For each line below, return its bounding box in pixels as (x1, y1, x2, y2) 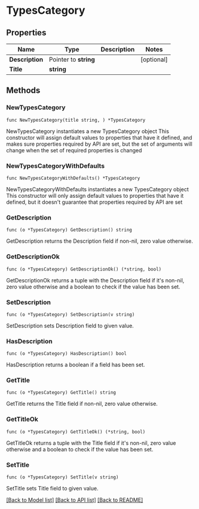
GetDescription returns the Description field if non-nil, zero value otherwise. (6, 237, 193, 245)
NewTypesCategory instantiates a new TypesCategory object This (6, 127, 169, 135)
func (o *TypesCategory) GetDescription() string (6, 227, 133, 233)
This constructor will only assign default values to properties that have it (6, 192, 184, 199)
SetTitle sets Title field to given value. (6, 485, 99, 492)
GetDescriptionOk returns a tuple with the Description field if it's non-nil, (6, 276, 185, 284)
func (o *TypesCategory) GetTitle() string (6, 390, 117, 396)
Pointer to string (48, 55, 95, 64)
